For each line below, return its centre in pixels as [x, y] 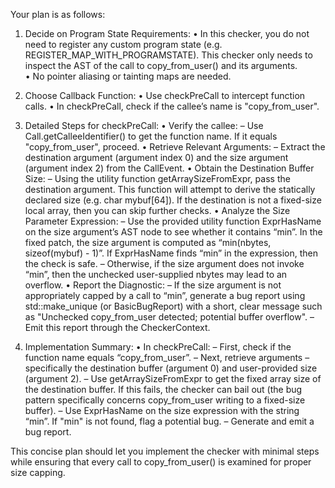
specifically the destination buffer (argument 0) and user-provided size [171, 368]
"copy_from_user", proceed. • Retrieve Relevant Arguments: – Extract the [175, 147]
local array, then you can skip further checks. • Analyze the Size [157, 210]
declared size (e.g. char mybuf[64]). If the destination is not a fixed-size [173, 200]
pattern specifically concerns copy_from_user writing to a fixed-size [165, 400]
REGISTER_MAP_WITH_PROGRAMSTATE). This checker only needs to [168, 55]
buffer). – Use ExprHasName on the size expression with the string [162, 410]
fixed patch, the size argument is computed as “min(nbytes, [148, 242]
